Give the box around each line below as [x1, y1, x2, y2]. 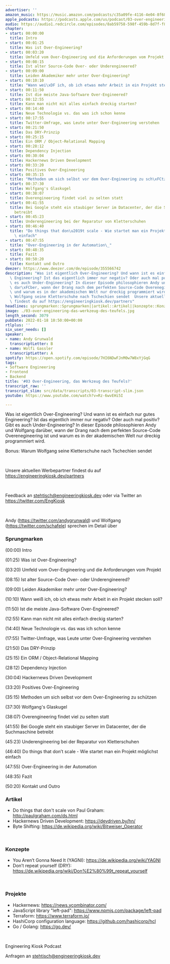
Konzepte [5, 846, 30, 853]
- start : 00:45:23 [5, 214, 44, 220]
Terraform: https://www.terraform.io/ [12, 912, 90, 918]
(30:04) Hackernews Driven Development [5, 674, 93, 680]
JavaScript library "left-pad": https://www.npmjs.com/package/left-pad [12, 907, 162, 913]
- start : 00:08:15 [5, 59, 44, 64]
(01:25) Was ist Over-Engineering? [5, 557, 77, 563]
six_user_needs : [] [5, 327, 47, 332]
